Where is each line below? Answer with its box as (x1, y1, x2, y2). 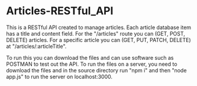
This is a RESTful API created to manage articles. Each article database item (6, 24, 191, 31)
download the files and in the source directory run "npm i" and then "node (6, 66, 187, 74)
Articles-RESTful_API (6, 4, 114, 18)
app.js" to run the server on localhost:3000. (6, 73, 113, 80)
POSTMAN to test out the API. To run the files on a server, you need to (6, 60, 177, 68)
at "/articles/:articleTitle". (6, 43, 67, 50)
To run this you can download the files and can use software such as (6, 54, 174, 61)
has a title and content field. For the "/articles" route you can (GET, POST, (6, 30, 185, 37)
